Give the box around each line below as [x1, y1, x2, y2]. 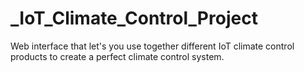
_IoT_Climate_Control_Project [10, 7, 258, 30]
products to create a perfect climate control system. [10, 50, 225, 62]
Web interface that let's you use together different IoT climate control [10, 40, 295, 52]
